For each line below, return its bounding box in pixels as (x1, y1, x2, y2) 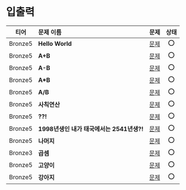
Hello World (38, 39, 72, 48)
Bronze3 (9, 149, 33, 157)
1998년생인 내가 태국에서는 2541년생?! (38, 125, 144, 133)
